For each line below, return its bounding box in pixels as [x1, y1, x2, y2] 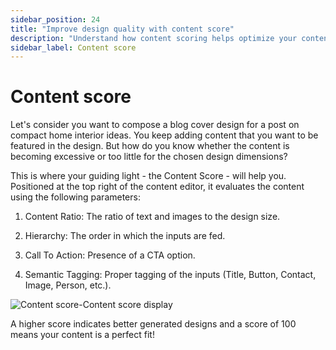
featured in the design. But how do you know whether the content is [10, 140, 290, 152]
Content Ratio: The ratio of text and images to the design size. [24, 211, 281, 223]
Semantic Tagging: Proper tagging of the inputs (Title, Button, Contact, [24, 269, 317, 281]
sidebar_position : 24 [10, 14, 101, 25]
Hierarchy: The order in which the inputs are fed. [24, 230, 226, 242]
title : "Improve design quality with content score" [10, 24, 235, 34]
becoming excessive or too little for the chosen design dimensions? [10, 151, 288, 163]
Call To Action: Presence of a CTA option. [24, 249, 196, 261]
